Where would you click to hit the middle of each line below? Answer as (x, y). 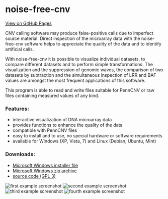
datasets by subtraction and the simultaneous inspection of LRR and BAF (81, 75)
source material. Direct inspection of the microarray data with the (73, 38)
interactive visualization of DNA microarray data (62, 120)
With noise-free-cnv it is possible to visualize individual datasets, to (75, 59)
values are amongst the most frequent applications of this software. (75, 80)
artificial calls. (20, 49)
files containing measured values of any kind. (52, 95)
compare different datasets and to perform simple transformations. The (79, 64)
